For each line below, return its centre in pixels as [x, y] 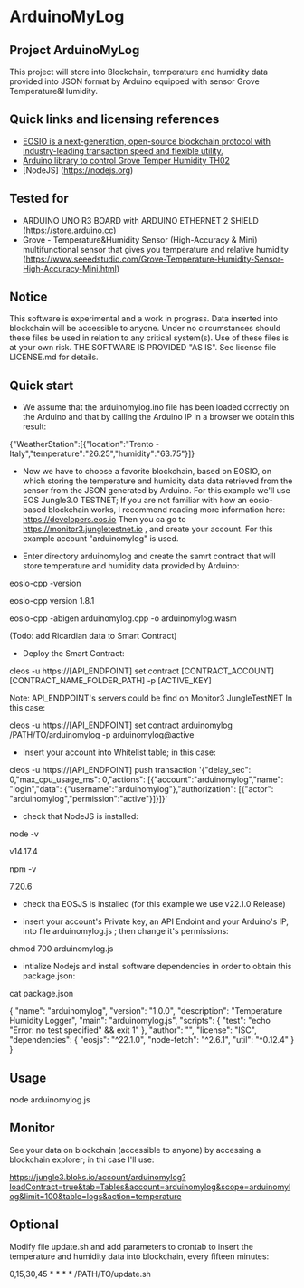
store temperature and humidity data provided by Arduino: [131, 566]
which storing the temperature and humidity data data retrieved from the [157, 481]
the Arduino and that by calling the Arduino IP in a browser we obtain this [158, 417]
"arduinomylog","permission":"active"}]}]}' [89, 799]
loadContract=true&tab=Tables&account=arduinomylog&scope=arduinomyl [150, 1187]
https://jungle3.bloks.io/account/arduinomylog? [98, 1177]
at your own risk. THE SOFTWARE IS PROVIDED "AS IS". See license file [143, 348]
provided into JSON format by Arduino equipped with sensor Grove [134, 81]
